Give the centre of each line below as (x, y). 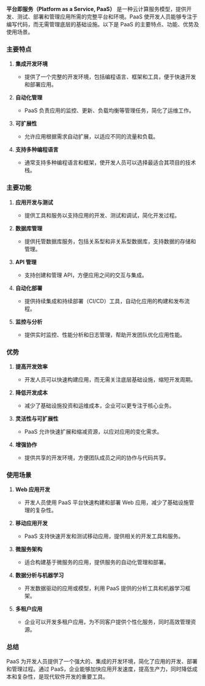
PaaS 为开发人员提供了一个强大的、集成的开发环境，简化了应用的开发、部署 (102, 661)
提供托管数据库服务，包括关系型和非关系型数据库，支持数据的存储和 (110, 241)
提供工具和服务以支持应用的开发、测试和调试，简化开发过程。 (102, 215)
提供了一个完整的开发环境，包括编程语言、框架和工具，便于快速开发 (110, 77)
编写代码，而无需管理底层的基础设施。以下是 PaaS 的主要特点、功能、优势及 (103, 24)
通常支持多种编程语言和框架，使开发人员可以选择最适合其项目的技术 (110, 163)
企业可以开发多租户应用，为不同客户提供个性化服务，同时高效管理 (107, 622)
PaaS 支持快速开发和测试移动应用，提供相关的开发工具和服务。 (104, 536)
